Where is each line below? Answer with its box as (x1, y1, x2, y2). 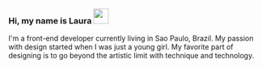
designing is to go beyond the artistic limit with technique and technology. (8, 51, 255, 61)
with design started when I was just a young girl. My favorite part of (8, 42, 234, 52)
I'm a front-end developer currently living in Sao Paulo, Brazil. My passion (8, 33, 254, 44)
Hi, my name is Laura (8, 15, 92, 26)
